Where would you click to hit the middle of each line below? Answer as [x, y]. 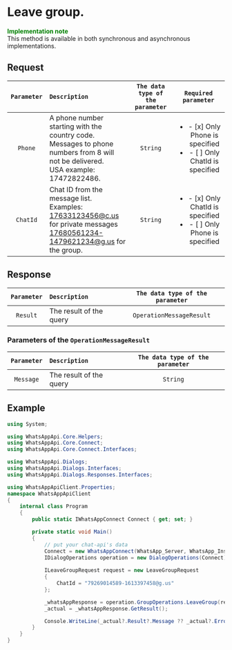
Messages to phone [81, 144]
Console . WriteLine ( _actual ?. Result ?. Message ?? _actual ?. [129, 621]
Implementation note [38, 31]
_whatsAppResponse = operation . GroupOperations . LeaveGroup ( [132, 602]
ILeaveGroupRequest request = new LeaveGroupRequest [121, 570]
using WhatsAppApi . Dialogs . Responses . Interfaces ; [80, 474]
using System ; [28, 424]
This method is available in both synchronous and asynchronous [99, 38]
